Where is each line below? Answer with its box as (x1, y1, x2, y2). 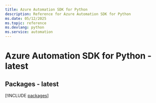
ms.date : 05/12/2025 (5, 16, 47, 21)
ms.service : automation (5, 29, 53, 34)
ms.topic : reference (5, 20, 47, 26)
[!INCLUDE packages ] (5, 93, 49, 98)
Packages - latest (5, 80, 59, 88)
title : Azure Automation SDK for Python (5, 7, 88, 12)
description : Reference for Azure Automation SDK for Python (5, 12, 131, 16)
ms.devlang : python (5, 25, 45, 30)
